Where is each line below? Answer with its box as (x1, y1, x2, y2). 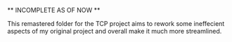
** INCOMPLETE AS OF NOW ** (7, 6, 101, 14)
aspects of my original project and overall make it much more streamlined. (7, 27, 222, 35)
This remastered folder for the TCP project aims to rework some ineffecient (7, 20, 225, 27)
